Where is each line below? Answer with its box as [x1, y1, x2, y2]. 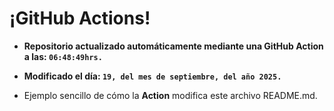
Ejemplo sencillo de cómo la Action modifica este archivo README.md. [23, 89, 318, 101]
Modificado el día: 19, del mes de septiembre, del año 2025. [23, 70, 282, 82]
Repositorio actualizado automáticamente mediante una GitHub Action [23, 40, 324, 52]
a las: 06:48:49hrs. [23, 50, 103, 62]
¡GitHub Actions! [9, 7, 151, 30]
